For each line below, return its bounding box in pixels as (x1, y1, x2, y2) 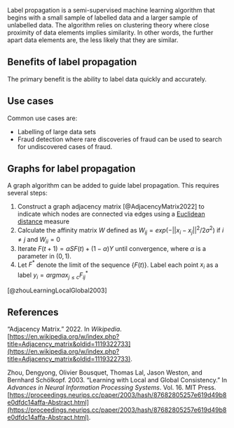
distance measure (17, 217, 70, 226)
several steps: (7, 189, 48, 197)
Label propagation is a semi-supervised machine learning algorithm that (7, 6, 215, 14)
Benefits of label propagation (7, 56, 137, 68)
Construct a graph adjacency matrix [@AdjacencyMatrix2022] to (17, 202, 205, 211)
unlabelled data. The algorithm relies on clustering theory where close (7, 21, 209, 29)
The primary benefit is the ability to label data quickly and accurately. (7, 74, 207, 83)
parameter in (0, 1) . (17, 252, 72, 260)
